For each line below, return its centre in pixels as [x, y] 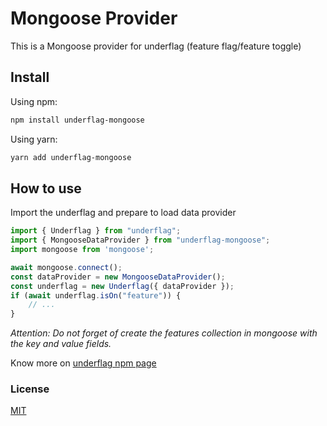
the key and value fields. [61, 344]
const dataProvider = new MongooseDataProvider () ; [118, 277]
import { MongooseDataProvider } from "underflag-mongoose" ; [140, 240]
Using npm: [34, 101]
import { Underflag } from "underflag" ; [96, 231]
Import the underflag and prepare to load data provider [123, 213]
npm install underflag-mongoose [77, 120]
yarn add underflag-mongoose [71, 157]
